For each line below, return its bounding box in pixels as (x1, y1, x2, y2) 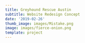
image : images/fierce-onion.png (5, 26, 71, 31)
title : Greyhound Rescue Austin (5, 7, 71, 12)
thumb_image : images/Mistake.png (5, 21, 74, 26)
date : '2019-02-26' (5, 16, 45, 21)
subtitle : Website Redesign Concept (5, 12, 80, 17)
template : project (5, 30, 43, 35)
